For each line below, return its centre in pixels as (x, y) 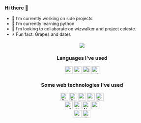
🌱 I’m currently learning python (43, 24)
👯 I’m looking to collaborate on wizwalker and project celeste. (74, 29)
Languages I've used (82, 58)
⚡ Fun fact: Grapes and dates (41, 34)
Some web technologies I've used (82, 85)
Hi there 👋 (17, 8)
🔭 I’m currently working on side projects (52, 19)
